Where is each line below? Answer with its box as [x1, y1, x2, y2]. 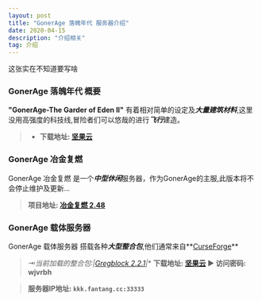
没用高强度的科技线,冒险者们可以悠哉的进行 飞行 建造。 [8, 115, 185, 125]
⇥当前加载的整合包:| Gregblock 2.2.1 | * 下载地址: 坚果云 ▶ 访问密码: [27, 259, 246, 268]
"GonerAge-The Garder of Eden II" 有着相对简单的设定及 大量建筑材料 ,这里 [8, 105, 253, 115]
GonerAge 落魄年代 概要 [8, 86, 102, 97]
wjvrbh [27, 268, 52, 277]
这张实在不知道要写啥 [8, 64, 78, 74]
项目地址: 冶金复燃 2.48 [27, 200, 106, 210]
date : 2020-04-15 [8, 26, 66, 34]
